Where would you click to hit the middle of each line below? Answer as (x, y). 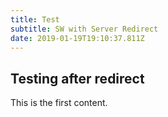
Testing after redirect (77, 78)
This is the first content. (59, 103)
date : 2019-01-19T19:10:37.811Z (77, 38)
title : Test (35, 19)
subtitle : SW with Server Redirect (84, 29)
